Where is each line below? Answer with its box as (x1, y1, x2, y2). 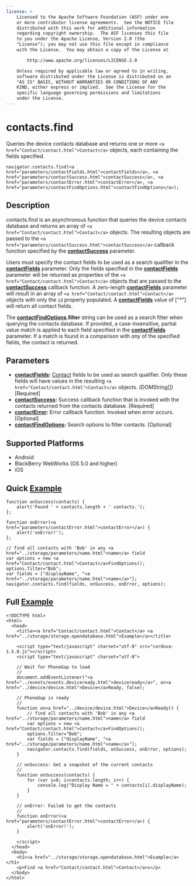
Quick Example (6, 483, 63, 494)
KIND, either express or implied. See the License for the (16, 85, 166, 90)
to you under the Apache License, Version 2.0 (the (16, 36, 145, 42)
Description (6, 200, 50, 210)
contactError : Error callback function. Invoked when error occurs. (14, 409, 174, 416)
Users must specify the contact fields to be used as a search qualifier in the (6, 259, 188, 266)
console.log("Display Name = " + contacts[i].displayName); (37, 782, 187, 788)
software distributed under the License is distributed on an (16, 73, 171, 79)
